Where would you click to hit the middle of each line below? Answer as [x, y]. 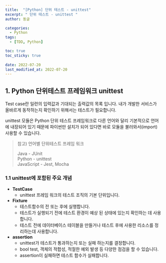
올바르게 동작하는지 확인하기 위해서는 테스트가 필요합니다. [61, 110]
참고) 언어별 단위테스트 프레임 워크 [51, 144]
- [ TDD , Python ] [26, 42]
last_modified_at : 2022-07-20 [36, 69]
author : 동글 [18, 19]
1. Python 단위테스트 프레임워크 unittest [64, 91]
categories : [17, 28]
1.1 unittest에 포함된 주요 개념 [39, 178]
